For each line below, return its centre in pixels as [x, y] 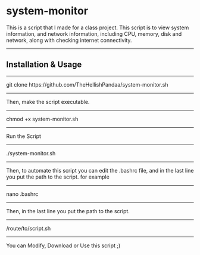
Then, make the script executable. [48, 102]
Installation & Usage [44, 65]
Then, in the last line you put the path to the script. [68, 211]
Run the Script [24, 136]
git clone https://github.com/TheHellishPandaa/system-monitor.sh [87, 84]
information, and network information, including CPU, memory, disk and [94, 33]
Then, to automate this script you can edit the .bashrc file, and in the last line [100, 170]
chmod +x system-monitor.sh [42, 119]
